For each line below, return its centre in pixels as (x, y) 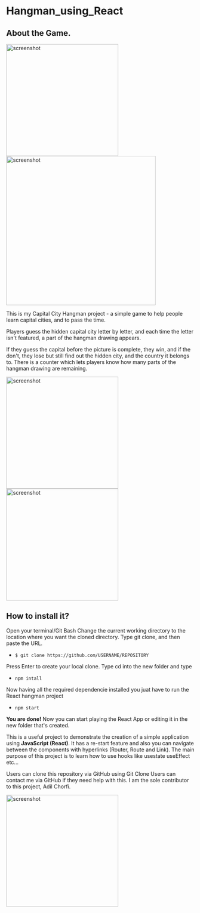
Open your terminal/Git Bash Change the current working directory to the (96, 630)
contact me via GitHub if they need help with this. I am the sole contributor (98, 780)
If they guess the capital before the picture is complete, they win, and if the (99, 349)
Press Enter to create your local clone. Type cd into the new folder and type (99, 666)
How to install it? (38, 616)
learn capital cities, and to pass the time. (56, 320)
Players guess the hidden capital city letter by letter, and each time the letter (100, 331)
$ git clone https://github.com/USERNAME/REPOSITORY (82, 655)
